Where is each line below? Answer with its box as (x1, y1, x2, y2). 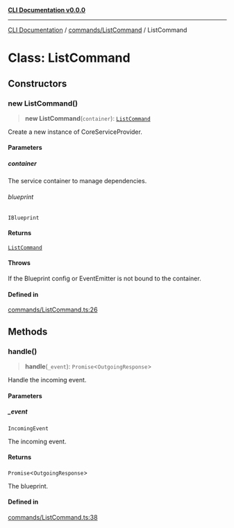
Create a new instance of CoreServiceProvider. (8, 128, 143, 136)
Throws (8, 259, 31, 267)
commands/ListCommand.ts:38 (8, 513, 98, 521)
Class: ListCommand (8, 50, 131, 66)
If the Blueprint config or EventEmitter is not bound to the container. (8, 274, 201, 283)
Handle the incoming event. (8, 375, 87, 384)
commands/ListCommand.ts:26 (8, 305, 98, 314)
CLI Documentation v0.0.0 (8, 6, 86, 14)
